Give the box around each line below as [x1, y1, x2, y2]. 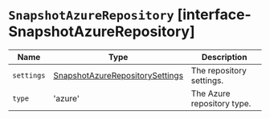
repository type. [190, 97, 252, 109]
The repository [190, 65, 247, 76]
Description [201, 51, 247, 62]
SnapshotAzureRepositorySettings [53, 69, 183, 81]
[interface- [177, 6, 252, 24]
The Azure [190, 88, 231, 99]
